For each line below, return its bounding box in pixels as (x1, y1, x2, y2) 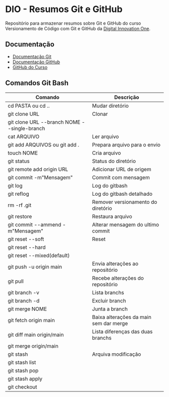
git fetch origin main (8, 316, 55, 324)
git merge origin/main (8, 342, 59, 349)
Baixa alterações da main (92, 313, 152, 321)
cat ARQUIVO (8, 133, 40, 140)
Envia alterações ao (92, 260, 139, 267)
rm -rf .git (8, 201, 32, 208)
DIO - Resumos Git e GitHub (5, 4, 123, 15)
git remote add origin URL (8, 166, 68, 173)
